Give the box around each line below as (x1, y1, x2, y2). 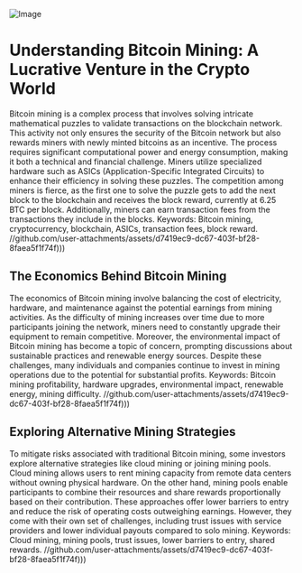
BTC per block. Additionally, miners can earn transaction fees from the (9, 204, 270, 215)
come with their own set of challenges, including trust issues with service (9, 515, 282, 526)
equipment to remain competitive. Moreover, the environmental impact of (9, 330, 281, 342)
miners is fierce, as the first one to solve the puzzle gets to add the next (9, 185, 277, 196)
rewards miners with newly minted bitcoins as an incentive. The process (9, 136, 278, 148)
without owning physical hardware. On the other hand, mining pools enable (9, 476, 288, 487)
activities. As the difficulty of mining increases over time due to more (9, 311, 265, 322)
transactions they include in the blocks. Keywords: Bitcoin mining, (9, 213, 254, 225)
